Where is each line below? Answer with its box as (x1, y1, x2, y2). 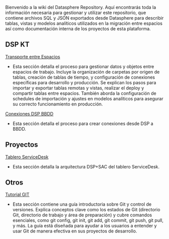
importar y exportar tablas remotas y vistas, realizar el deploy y (12, 85, 144, 91)
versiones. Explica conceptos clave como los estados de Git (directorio (12, 207, 160, 213)
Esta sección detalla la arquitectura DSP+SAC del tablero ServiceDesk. (12, 163, 160, 169)
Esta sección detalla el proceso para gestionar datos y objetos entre (12, 63, 154, 70)
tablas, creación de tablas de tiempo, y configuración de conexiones (12, 74, 155, 80)
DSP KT (5, 40, 30, 49)
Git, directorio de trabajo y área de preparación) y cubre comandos (12, 212, 152, 218)
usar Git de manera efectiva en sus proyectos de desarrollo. (12, 228, 137, 234)
